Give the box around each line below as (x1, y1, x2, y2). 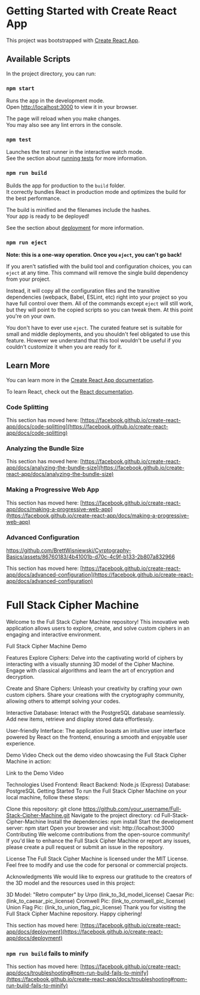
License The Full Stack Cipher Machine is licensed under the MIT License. (6, 855, 189, 862)
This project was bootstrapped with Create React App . (6, 37, 140, 44)
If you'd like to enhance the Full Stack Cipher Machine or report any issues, (6, 837, 191, 844)
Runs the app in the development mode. (6, 97, 104, 104)
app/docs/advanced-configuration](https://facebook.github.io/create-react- (6, 571, 194, 578)
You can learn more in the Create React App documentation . (6, 376, 155, 384)
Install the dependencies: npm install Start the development (47, 818, 194, 825)
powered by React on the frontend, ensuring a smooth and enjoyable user (6, 733, 188, 741)
